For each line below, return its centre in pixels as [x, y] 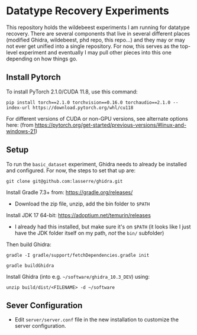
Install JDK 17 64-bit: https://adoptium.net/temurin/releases [78, 215]
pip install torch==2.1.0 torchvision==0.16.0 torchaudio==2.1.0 [88, 102]
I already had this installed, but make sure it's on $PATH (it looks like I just [103, 227]
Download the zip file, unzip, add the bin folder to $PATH [82, 204]
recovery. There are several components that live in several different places [98, 33]
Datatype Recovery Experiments [88, 11]
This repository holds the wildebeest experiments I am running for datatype [98, 27]
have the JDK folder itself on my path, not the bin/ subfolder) [89, 233]
